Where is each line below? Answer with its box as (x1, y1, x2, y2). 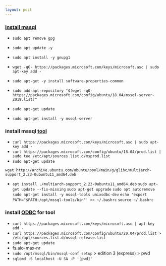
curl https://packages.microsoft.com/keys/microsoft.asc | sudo (12, 140, 148, 145)
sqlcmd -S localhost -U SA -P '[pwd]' (12, 256, 93, 261)
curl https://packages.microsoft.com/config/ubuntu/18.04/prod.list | (12, 149, 162, 154)
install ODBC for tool (5, 209, 55, 216)
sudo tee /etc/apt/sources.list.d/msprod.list (12, 154, 111, 159)
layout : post (5, 7, 32, 12)
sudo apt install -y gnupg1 (12, 55, 70, 60)
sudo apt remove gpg (12, 36, 55, 41)
